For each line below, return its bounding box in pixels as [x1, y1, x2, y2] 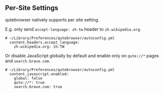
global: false [14, 75, 43, 81]
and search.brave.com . [5, 58, 50, 64]
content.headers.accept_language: [9, 40, 80, 45]
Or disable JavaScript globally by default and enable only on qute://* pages [5, 53, 159, 58]
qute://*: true [14, 80, 45, 85]
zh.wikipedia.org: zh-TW [14, 44, 65, 49]
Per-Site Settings [5, 4, 59, 12]
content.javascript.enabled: [9, 72, 69, 76]
